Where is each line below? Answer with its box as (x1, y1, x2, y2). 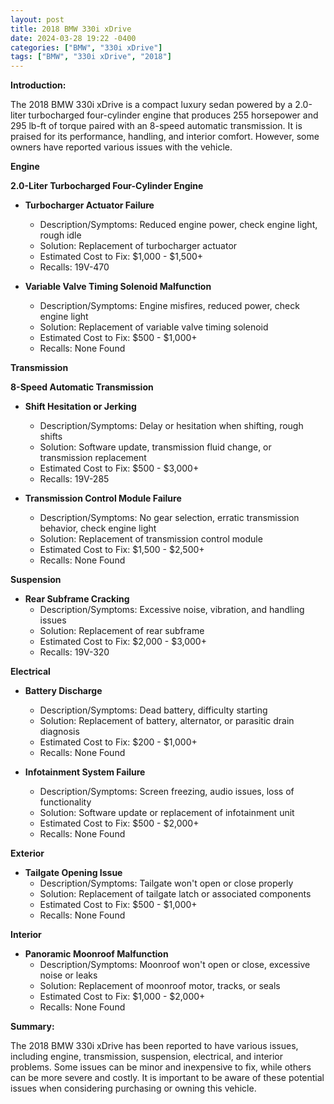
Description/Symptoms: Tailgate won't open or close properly (39, 877, 294, 890)
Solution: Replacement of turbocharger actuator (39, 240, 238, 252)
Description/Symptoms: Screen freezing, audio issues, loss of (39, 786, 295, 798)
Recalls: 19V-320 (39, 646, 110, 658)
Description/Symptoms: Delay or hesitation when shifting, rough (39, 420, 304, 432)
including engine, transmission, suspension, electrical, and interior (10, 1051, 284, 1063)
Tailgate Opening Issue (24, 867, 123, 879)
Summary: (10, 1021, 55, 1033)
